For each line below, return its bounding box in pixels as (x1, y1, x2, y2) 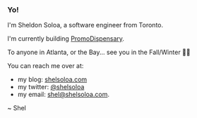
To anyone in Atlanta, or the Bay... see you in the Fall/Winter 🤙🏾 (7, 48, 191, 57)
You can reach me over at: (7, 62, 84, 70)
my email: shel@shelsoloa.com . (17, 90, 109, 99)
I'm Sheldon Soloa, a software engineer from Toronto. (7, 21, 164, 29)
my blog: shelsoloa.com (17, 75, 88, 84)
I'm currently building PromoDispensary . (7, 34, 125, 43)
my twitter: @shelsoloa (17, 83, 85, 91)
